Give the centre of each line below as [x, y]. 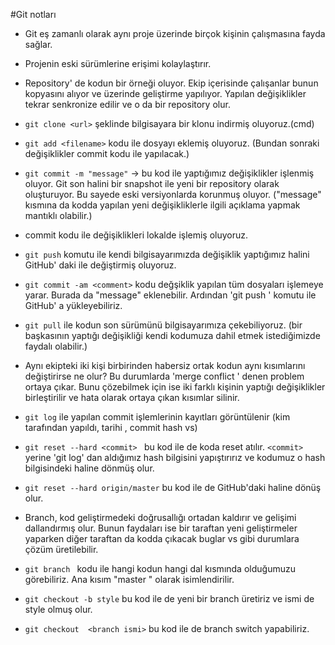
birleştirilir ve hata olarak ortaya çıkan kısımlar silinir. [132, 397]
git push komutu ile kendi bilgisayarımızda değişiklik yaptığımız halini [167, 254]
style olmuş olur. [58, 609]
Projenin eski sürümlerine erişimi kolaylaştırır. [118, 63]
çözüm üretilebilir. [61, 549]
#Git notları [33, 14]
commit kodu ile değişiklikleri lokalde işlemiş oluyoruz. [136, 235]
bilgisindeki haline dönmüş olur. [89, 468]
